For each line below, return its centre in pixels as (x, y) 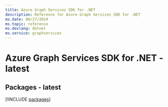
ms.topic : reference (27, 24)
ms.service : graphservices (33, 33)
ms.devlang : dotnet (26, 29)
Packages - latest (33, 87)
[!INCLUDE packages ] (28, 99)
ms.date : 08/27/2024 (27, 19)
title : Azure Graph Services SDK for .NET (50, 10)
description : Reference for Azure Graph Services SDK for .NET (73, 15)
